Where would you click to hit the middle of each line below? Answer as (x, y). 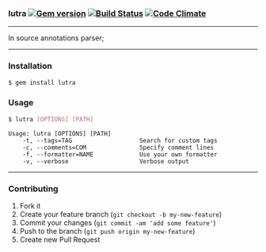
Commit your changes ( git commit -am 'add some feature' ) (118, 223)
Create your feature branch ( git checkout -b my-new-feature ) (121, 214)
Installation (30, 66)
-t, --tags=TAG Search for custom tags (120, 140)
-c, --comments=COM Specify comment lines (118, 147)
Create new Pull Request (60, 239)
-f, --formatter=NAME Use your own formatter (120, 155)
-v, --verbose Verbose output (106, 161)
